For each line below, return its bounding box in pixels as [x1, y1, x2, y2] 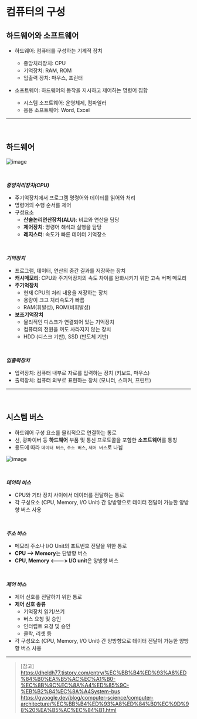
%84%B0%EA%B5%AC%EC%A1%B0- [20, 675, 116, 682]
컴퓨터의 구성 [6, 5, 66, 19]
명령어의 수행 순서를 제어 [14, 201, 72, 208]
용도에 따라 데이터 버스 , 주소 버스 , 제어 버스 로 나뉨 [14, 443, 123, 450]
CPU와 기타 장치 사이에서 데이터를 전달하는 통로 [14, 491, 124, 498]
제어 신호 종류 [14, 601, 46, 608]
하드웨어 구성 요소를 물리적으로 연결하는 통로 [14, 429, 117, 436]
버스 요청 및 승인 [23, 615, 62, 622]
